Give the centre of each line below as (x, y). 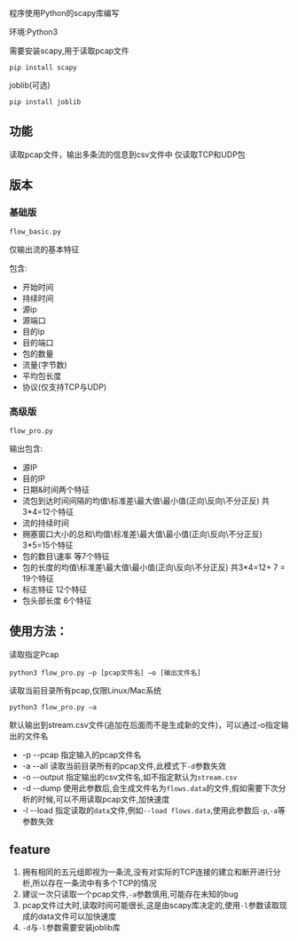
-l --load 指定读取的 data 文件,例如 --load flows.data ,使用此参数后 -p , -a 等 (153, 810)
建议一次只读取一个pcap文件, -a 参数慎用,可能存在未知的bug (130, 894)
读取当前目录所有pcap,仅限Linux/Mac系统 (86, 690)
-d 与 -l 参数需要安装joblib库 (71, 928)
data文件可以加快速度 (77, 916)
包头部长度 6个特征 (57, 600)
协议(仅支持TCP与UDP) (64, 387)
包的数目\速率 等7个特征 (66, 556)
